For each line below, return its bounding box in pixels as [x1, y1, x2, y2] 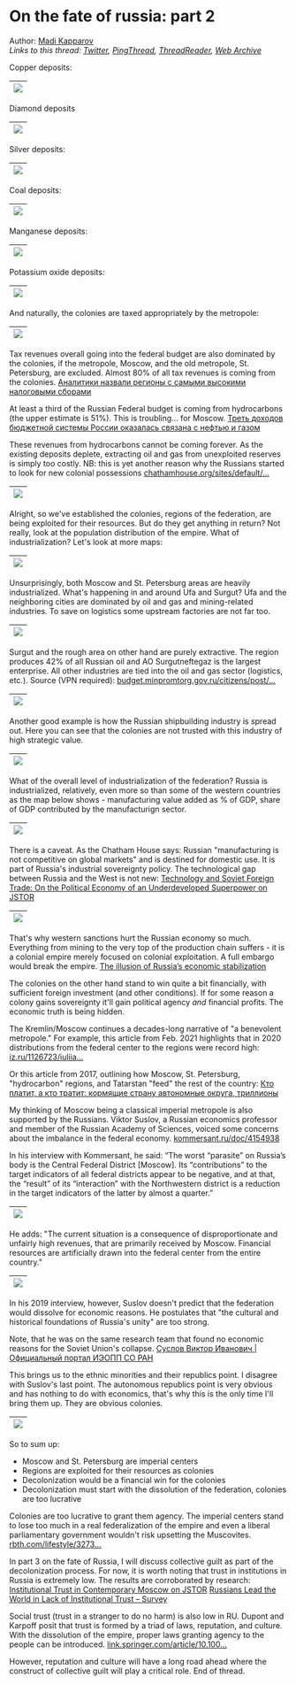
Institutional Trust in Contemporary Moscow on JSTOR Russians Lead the [9, 1584, 277, 1595]
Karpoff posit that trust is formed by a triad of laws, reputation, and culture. [9, 1620, 283, 1630]
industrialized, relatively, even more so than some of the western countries [9, 785, 281, 796]
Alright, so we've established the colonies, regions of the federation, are [9, 508, 272, 519]
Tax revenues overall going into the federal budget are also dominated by [9, 348, 276, 359]
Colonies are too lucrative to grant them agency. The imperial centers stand [9, 1511, 285, 1521]
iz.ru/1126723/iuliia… [9, 1051, 84, 1062]
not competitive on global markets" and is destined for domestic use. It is [9, 854, 276, 865]
